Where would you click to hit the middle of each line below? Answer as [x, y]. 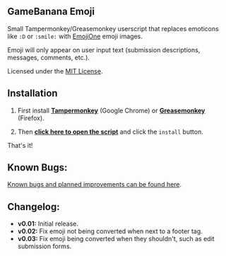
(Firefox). [31, 118]
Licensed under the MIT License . [55, 71]
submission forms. [44, 246]
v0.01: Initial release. [48, 224]
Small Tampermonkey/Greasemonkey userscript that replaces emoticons [113, 28]
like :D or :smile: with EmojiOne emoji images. [75, 36]
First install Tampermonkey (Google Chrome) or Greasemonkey [111, 110]
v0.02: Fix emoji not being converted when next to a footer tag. [110, 231]
